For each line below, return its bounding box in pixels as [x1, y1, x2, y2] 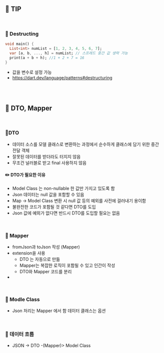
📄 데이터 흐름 [5, 331, 34, 338]
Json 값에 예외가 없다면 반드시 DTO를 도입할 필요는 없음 [12, 210, 120, 216]
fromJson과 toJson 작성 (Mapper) [12, 244, 80, 250]
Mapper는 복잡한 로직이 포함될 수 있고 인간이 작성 [19, 262, 115, 269]
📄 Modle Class [5, 296, 40, 303]
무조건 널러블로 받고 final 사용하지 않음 [12, 160, 87, 166]
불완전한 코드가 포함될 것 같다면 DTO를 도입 [12, 204, 96, 210]
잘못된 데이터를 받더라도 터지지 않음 [12, 153, 81, 159]
